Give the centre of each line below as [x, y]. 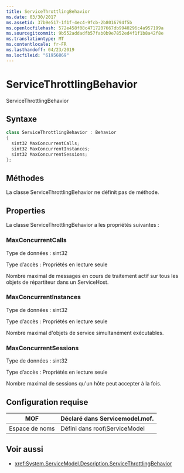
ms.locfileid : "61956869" [38, 55]
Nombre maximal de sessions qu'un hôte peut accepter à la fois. [84, 384]
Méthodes [25, 178]
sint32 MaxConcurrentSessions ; [50, 154]
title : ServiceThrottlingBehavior [48, 11]
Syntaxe [21, 119]
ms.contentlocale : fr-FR [36, 45]
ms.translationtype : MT [35, 39]
